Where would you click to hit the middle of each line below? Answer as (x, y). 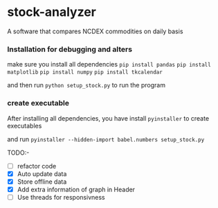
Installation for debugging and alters (70, 49)
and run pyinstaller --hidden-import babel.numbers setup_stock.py (106, 139)
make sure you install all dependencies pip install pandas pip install (109, 64)
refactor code (37, 166)
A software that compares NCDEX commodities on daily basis (95, 31)
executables (25, 125)
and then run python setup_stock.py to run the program (87, 85)
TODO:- (18, 153)
